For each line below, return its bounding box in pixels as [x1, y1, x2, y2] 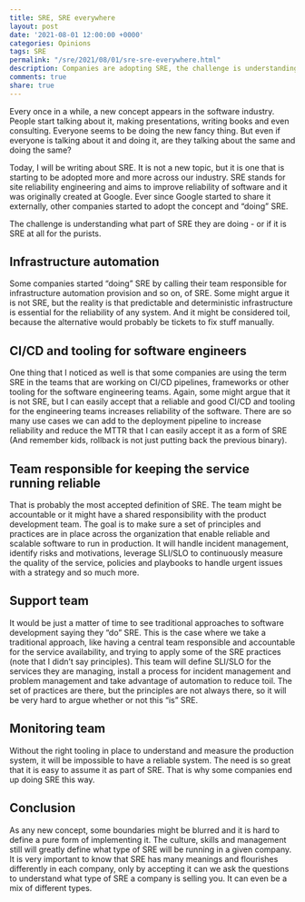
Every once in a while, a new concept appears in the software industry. [9, 105, 275, 116]
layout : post [9, 22, 59, 31]
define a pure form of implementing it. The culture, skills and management [9, 834, 287, 845]
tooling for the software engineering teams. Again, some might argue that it [9, 387, 290, 398]
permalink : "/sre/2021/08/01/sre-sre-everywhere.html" [9, 55, 221, 64]
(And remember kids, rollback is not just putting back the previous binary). [9, 435, 288, 446]
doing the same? [9, 144, 72, 155]
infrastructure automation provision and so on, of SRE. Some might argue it [9, 288, 290, 299]
